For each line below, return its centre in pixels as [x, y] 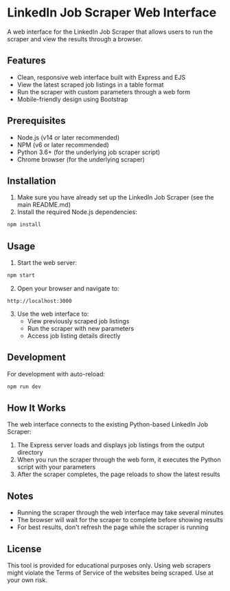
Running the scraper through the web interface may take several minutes [120, 513]
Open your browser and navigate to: [68, 288]
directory [30, 453]
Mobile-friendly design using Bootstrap [72, 99]
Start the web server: [47, 263]
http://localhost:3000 [39, 301]
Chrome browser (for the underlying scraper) [81, 159]
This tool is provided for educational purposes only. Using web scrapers [109, 566]
